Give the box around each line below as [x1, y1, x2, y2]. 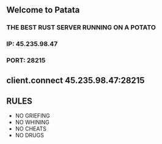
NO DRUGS [15, 132, 44, 139]
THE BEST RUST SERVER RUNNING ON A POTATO [6, 23, 156, 32]
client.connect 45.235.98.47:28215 [6, 75, 145, 85]
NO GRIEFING [15, 112, 50, 119]
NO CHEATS [15, 125, 47, 132]
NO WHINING [15, 119, 50, 126]
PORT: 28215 [6, 56, 46, 65]
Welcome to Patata [6, 5, 80, 15]
